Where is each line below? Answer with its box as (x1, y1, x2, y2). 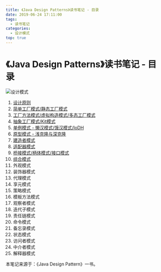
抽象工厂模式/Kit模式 (13, 118, 56, 124)
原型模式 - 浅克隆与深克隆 (13, 131, 67, 137)
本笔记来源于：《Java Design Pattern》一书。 (6, 261, 98, 267)
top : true (6, 36, 27, 41)
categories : (6, 26, 31, 31)
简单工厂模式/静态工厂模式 (13, 106, 68, 112)
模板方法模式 (13, 194, 40, 200)
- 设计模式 (10, 31, 30, 36)
